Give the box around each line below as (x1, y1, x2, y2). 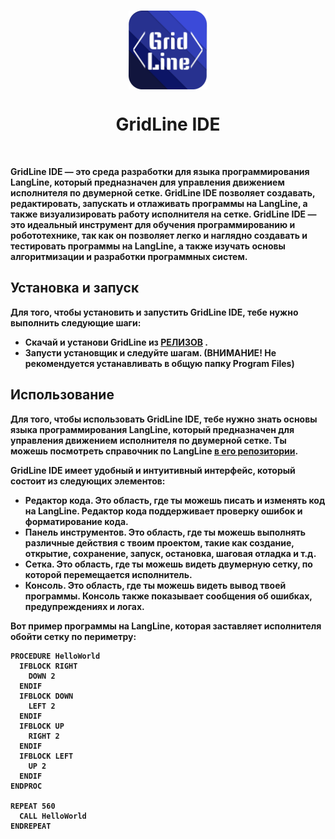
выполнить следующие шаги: (10, 316, 142, 329)
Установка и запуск (10, 280, 140, 297)
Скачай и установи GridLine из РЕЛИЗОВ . (24, 336, 209, 348)
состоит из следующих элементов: (10, 475, 166, 487)
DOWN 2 (28, 671, 56, 681)
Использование (10, 386, 115, 404)
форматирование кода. (24, 515, 129, 527)
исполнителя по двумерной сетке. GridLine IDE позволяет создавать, (10, 186, 316, 199)
